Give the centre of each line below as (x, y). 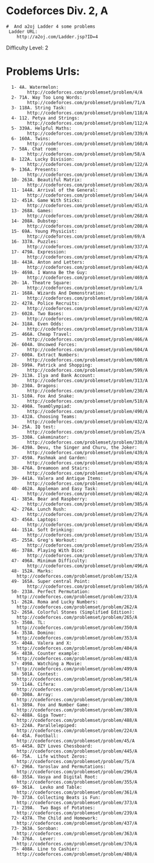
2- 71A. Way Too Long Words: (47, 97)
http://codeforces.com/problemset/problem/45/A (76, 741)
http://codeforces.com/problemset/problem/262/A (77, 607)
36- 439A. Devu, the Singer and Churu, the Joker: (74, 447)
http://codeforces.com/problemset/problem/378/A (88, 555)
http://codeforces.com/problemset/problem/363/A (77, 834)
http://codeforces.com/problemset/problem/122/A (88, 164)
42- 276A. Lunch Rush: (39, 509)
